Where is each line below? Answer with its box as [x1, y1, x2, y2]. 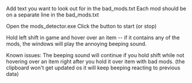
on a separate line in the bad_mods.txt [6, 11, 99, 18]
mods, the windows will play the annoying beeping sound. [6, 41, 147, 47]
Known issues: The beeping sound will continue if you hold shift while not [6, 52, 184, 58]
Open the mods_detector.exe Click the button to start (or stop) [6, 23, 157, 29]
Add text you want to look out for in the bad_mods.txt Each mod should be [6, 5, 187, 12]
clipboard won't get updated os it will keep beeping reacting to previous [6, 64, 181, 71]
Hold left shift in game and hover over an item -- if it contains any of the [6, 34, 180, 41]
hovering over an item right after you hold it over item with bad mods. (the [6, 58, 186, 65]
